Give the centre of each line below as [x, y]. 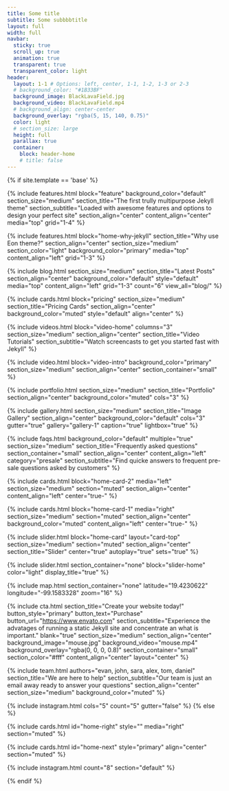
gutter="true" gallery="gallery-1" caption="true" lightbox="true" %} [102, 425]
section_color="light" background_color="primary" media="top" [98, 250]
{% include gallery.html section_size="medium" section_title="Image [104, 410]
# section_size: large [46, 129]
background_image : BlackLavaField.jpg [69, 97]
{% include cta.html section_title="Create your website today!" [96, 606]
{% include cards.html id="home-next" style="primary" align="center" [107, 747]
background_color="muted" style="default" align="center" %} [96, 313]
